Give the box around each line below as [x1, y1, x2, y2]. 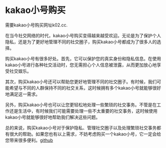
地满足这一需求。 [5, 91, 40, 97]
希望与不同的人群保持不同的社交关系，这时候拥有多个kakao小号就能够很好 [9, 85, 162, 91]
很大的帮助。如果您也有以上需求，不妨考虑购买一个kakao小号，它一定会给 [9, 131, 162, 137]
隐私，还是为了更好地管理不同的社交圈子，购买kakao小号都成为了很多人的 [5, 38, 157, 45]
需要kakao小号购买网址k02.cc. [5, 22, 68, 28]
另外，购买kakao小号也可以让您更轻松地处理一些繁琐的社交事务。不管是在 [5, 102, 157, 108]
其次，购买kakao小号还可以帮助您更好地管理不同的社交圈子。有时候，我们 [5, 78, 157, 85]
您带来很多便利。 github [5, 137, 53, 143]
